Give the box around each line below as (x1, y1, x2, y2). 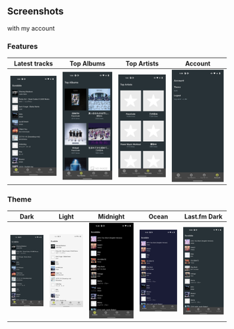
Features (7, 41, 38, 51)
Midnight (97, 212, 125, 220)
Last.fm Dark (184, 212, 223, 220)
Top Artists (125, 59, 159, 67)
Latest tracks (13, 59, 54, 67)
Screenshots (7, 6, 64, 17)
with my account (7, 24, 55, 32)
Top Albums (69, 59, 106, 67)
